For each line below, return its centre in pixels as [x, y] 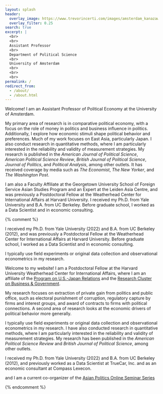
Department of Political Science [43, 55]
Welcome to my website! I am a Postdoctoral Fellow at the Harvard [71, 268]
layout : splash [20, 9]
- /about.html [24, 95]
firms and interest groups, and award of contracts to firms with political [76, 303]
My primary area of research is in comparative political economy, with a [77, 124]
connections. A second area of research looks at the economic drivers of [78, 309]
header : [13, 14]
